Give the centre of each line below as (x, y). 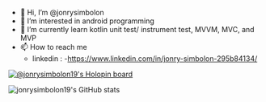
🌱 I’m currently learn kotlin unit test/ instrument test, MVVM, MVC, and (137, 29)
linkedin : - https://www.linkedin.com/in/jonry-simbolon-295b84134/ (145, 59)
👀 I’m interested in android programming (87, 21)
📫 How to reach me (53, 47)
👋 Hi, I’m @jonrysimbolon (62, 12)
